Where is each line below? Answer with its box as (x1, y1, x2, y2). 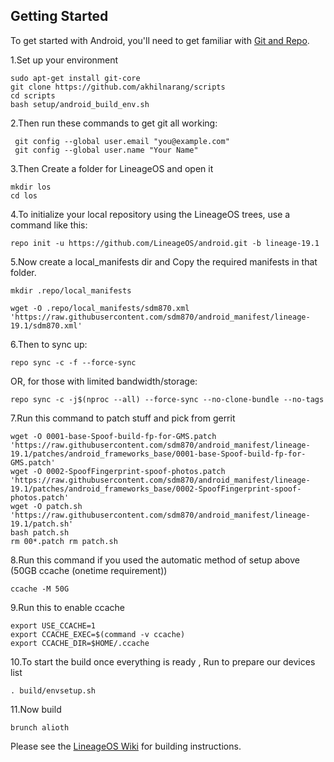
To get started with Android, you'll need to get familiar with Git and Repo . (10, 34, 310, 46)
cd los (10, 190, 38, 201)
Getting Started (10, 8, 109, 25)
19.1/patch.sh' (10, 519, 74, 529)
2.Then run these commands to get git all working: (10, 117, 218, 129)
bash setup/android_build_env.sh (10, 99, 150, 109)
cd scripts (10, 90, 56, 101)
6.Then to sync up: (10, 338, 88, 350)
